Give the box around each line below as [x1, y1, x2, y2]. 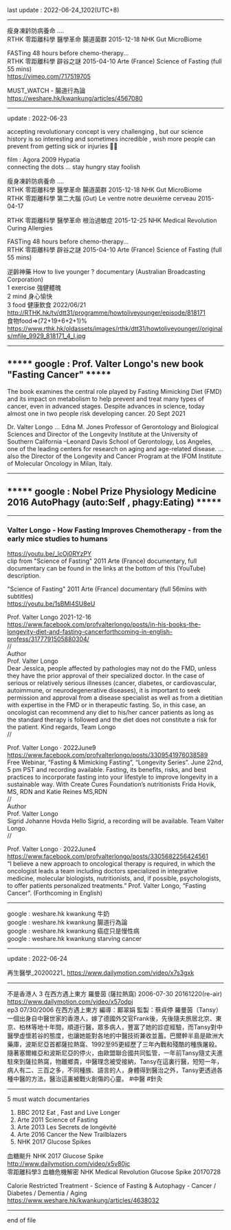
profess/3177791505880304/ [7, 635, 89, 643]
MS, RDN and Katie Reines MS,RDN [7, 787, 108, 795]
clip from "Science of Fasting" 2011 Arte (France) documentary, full [7, 557, 197, 565]
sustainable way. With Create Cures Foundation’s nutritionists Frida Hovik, [7, 780, 217, 788]
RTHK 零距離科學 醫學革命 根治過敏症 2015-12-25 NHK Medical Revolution [7, 217, 217, 224]
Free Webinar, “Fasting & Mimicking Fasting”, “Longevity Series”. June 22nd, [7, 758, 223, 766]
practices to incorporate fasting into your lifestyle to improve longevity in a [7, 773, 219, 781]
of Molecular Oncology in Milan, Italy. [7, 459, 113, 468]
